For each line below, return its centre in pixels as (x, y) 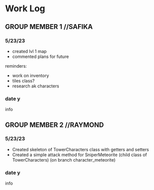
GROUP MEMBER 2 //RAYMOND (54, 125)
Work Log (25, 9)
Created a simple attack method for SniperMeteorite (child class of (79, 155)
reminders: (16, 66)
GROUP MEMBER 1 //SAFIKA (49, 27)
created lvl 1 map (29, 51)
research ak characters (36, 86)
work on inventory (30, 75)
